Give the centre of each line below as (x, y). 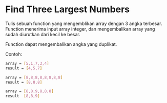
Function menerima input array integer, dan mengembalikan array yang (80, 29)
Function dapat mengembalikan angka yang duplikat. (61, 44)
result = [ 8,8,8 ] (24, 82)
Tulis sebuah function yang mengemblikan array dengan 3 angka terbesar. (84, 23)
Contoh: (14, 54)
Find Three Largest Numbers (68, 9)
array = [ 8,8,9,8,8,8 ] (29, 91)
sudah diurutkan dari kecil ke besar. (43, 34)
